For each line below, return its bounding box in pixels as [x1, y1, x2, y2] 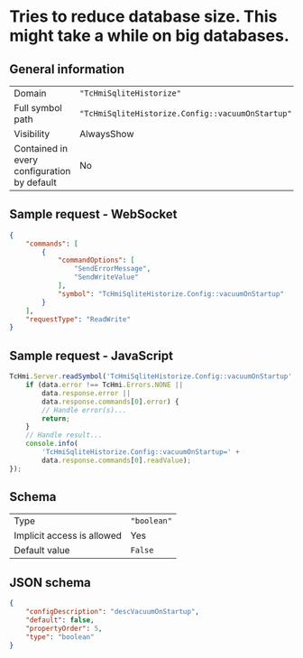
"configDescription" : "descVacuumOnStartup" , [25, 607, 200, 616]
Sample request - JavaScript [9, 348, 174, 363]
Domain [14, 88, 47, 99]
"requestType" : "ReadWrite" [25, 314, 131, 324]
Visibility [14, 128, 50, 140]
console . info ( [25, 440, 78, 449]
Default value [14, 544, 70, 557]
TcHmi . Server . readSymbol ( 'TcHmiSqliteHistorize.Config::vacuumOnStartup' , [9, 372, 297, 381]
